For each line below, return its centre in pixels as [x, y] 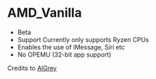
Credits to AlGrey [32, 68]
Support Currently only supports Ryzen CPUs [83, 39]
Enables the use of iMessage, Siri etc [71, 47]
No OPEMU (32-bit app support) [64, 55]
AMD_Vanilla [45, 13]
